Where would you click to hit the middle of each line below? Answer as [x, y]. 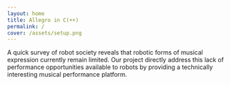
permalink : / [26, 26]
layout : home [26, 13]
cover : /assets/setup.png [44, 33]
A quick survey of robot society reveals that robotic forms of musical [105, 53]
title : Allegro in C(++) [43, 20]
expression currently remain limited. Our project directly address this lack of [115, 60]
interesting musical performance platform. [67, 75]
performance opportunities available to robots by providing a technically [110, 67]
